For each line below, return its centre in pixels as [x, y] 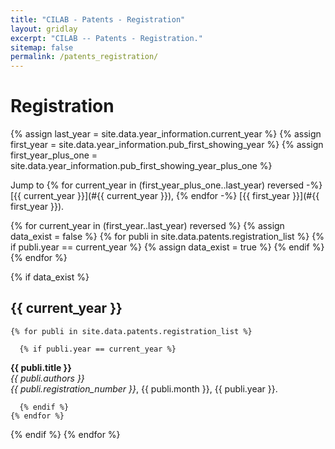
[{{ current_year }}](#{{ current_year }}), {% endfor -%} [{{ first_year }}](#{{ [165, 196]
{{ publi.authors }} [47, 378]
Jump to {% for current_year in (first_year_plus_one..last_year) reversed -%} [166, 185]
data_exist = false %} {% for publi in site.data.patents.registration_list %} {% [167, 237]
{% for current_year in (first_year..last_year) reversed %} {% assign [147, 226]
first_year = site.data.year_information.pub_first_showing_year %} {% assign [167, 145]
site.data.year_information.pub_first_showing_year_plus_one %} [141, 166]
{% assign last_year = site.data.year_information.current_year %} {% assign [166, 134]
